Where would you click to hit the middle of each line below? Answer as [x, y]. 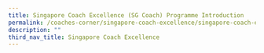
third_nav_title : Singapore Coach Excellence [84, 37]
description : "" [35, 30]
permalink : [26, 23]
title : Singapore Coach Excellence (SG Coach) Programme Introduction [126, 15]
